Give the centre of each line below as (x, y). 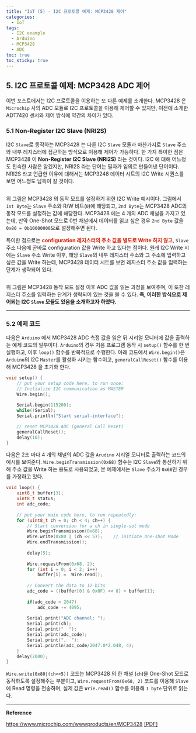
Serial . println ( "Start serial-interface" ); (70, 416)
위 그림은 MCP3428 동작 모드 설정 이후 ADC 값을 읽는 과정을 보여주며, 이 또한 (95, 287)
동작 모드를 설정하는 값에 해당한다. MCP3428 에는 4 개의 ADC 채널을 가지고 (93, 213)
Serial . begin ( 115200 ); (44, 405)
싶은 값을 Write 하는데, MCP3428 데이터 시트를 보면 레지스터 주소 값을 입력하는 (97, 262)
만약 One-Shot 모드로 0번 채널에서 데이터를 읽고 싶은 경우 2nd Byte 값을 (101, 221)
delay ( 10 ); (30, 437)
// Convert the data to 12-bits (66, 586)
